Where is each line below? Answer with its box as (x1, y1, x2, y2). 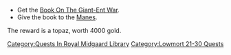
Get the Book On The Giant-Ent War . (16, 6, 120, 14)
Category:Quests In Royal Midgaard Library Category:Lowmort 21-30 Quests (7, 40, 224, 47)
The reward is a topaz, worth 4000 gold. (7, 27, 122, 34)
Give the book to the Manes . (16, 13, 98, 21)
